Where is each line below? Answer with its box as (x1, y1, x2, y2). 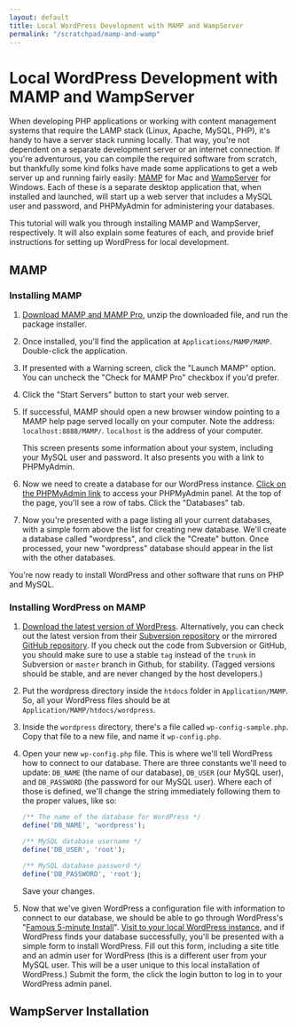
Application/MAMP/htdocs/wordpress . (21, 705, 157, 715)
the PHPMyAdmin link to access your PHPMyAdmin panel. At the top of (21, 488, 282, 498)
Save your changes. (21, 885, 96, 897)
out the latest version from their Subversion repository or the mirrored (21, 631, 277, 642)
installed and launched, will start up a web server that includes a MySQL (9, 192, 273, 202)
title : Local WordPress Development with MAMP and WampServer (9, 21, 244, 30)
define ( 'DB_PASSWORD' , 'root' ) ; (21, 869, 142, 879)
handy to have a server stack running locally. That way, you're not (9, 135, 250, 146)
